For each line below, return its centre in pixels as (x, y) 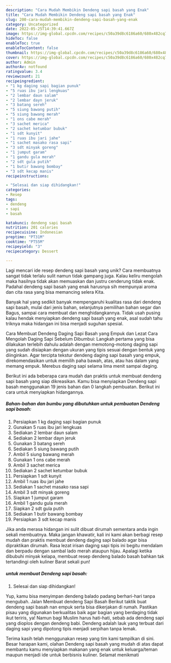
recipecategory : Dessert (32, 251)
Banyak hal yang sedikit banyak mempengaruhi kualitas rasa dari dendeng (83, 302)
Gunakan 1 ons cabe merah (42, 460)
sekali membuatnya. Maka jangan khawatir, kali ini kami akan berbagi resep (84, 535)
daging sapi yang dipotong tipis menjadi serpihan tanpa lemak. (71, 629)
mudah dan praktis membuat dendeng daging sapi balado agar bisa (76, 540)
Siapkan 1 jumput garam (38, 498)
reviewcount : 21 (23, 76)
